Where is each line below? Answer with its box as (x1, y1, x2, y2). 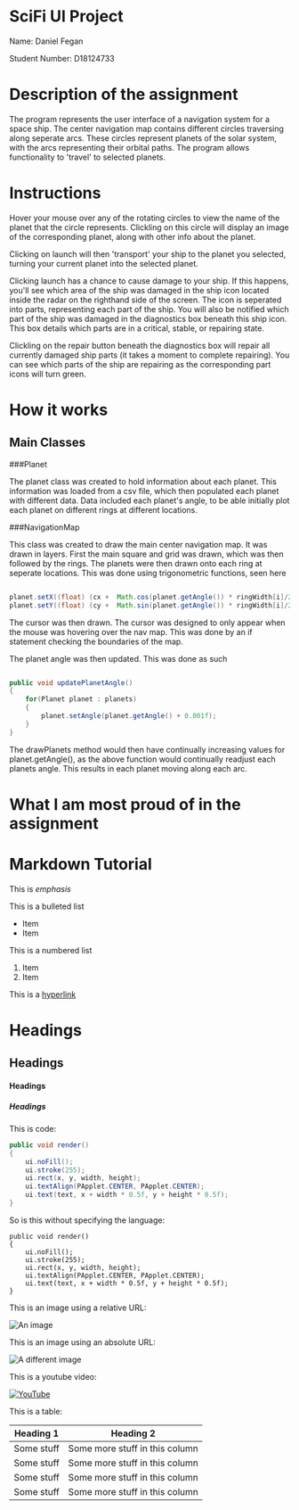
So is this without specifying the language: (9, 1215, 166, 1225)
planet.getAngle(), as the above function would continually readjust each (9, 754, 276, 764)
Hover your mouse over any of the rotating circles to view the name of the (9, 212, 280, 223)
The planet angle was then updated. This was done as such (9, 653, 228, 664)
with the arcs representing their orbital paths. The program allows (9, 142, 250, 153)
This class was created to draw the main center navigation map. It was (9, 539, 268, 549)
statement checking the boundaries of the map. (9, 636, 184, 647)
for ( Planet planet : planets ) (25, 695, 138, 704)
